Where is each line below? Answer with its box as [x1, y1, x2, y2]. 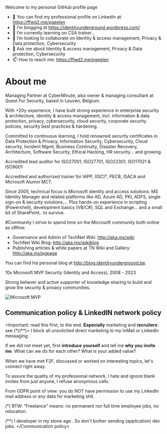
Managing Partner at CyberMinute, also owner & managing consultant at [5, 92, 154, 98]
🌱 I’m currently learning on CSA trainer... [12, 30, 96, 35]
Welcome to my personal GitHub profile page [5, 4, 98, 10]
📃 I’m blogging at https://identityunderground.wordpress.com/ [12, 24, 140, 30]
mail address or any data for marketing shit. [5, 393, 95, 399]
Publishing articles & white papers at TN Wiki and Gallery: [12, 244, 131, 251]
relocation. [5, 408, 27, 414]
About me [5, 76, 47, 87]
